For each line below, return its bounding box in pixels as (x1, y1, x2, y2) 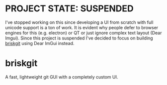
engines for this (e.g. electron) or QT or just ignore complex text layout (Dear (5, 30, 162, 36)
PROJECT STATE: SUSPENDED (5, 3, 134, 14)
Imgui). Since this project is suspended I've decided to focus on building (5, 35, 153, 41)
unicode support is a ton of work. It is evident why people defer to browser (5, 24, 159, 30)
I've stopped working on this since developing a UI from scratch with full (5, 19, 154, 25)
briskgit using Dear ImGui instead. (5, 40, 75, 46)
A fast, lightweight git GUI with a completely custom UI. (5, 74, 118, 80)
